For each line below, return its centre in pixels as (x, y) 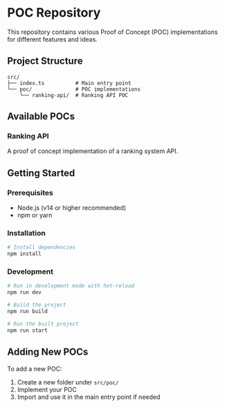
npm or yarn (35, 215)
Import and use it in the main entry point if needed (89, 397)
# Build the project (37, 305)
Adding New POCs (48, 352)
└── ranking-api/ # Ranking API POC (74, 95)
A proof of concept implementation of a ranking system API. (93, 151)
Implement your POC (47, 389)
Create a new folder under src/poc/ (68, 382)
